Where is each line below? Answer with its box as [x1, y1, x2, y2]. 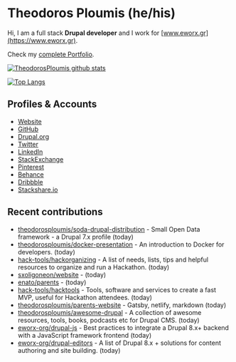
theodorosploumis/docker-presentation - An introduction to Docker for [17, 240, 225, 249]
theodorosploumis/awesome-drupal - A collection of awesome [17, 308, 202, 316]
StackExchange [17, 155, 64, 163]
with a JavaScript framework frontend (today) [17, 331, 152, 339]
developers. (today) [17, 247, 76, 256]
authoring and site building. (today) [17, 346, 121, 354]
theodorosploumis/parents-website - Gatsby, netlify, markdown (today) [17, 301, 227, 309]
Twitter [17, 140, 39, 148]
